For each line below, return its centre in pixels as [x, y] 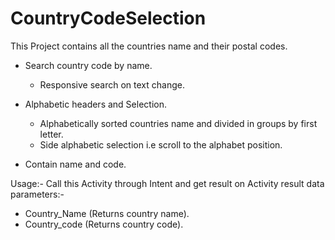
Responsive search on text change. [112, 84]
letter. [51, 134]
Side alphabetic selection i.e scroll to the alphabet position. [161, 144]
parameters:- [37, 194]
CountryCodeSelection [108, 18]
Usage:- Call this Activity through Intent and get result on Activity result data [167, 183]
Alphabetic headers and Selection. [95, 104]
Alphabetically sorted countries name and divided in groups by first [178, 123]
